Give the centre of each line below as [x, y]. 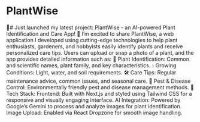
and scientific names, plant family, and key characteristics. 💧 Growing [91, 65]
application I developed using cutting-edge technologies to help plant [92, 40]
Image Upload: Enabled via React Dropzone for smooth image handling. [94, 112]
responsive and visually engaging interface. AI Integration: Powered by [93, 100]
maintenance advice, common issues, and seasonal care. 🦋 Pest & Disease [99, 81]
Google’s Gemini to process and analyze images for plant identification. [94, 106]
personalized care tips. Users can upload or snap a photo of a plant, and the [100, 52]
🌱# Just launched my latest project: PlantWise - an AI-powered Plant [91, 27]
